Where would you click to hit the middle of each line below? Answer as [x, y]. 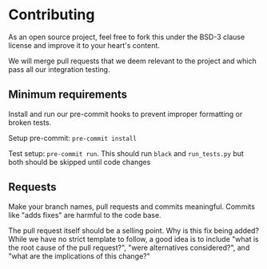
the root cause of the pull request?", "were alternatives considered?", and [129, 247]
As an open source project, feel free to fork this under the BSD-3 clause [127, 37]
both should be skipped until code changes [80, 162]
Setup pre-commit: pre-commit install [73, 138]
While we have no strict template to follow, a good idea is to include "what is [133, 239]
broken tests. [30, 122]
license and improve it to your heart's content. [84, 45]
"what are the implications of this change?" [79, 256]
